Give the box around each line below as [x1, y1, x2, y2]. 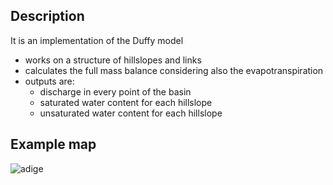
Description [10, 8, 85, 25]
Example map [10, 136, 97, 153]
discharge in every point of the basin [39, 85, 192, 98]
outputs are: [24, 75, 75, 87]
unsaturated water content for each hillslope [39, 107, 223, 119]
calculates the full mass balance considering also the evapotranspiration [24, 64, 324, 76]
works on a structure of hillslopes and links [24, 54, 202, 66]
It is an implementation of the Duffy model [10, 34, 184, 46]
